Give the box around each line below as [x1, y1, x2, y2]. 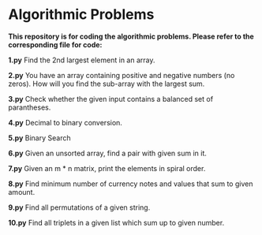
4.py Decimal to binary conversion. [8, 117, 122, 127]
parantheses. [8, 103, 51, 112]
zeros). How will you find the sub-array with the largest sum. [8, 79, 205, 88]
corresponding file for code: [8, 39, 103, 49]
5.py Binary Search [8, 132, 71, 143]
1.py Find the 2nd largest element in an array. [8, 55, 155, 65]
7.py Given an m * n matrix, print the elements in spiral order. [8, 163, 206, 173]
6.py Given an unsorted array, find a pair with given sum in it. [8, 148, 207, 158]
